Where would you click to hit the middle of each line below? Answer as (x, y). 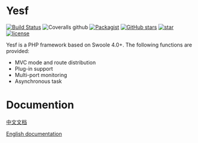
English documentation (34, 134)
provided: (18, 51)
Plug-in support (34, 68)
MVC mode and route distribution (55, 62)
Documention (40, 105)
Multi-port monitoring (41, 75)
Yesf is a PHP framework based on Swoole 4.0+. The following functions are (99, 45)
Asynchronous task (38, 81)
